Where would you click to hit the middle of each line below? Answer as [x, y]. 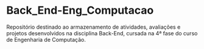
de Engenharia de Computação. [46, 39]
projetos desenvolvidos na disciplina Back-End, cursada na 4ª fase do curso [102, 33]
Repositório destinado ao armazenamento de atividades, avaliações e [93, 27]
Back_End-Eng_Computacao [80, 10]
